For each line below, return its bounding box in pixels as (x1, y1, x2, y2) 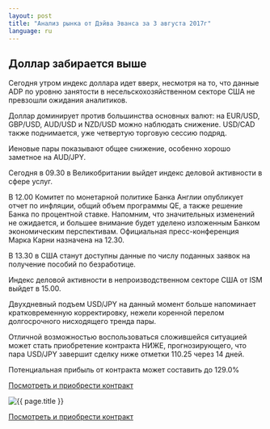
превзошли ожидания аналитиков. (8, 95, 128, 105)
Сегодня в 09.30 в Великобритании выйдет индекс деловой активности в (8, 168, 263, 178)
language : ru (8, 27, 53, 35)
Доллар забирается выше (8, 57, 147, 70)
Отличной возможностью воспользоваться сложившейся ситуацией (8, 332, 247, 342)
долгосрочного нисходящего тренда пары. (8, 317, 157, 326)
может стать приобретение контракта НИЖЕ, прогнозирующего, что (8, 341, 247, 351)
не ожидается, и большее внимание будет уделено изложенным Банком (8, 218, 260, 228)
